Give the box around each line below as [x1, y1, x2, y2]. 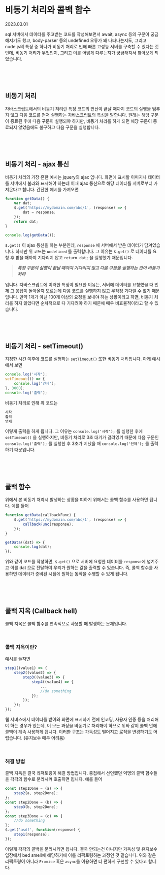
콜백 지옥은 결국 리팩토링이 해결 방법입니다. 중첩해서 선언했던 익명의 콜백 [5, 770, 144, 776]
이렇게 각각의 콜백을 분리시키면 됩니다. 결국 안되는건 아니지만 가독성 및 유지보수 [5, 846, 158, 852]
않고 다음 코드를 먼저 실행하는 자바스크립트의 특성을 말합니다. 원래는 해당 [10, 112, 150, 118]
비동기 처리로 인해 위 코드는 [5, 400, 58, 405]
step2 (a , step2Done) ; [14, 791, 58, 796]
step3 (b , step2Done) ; [14, 804, 58, 809]
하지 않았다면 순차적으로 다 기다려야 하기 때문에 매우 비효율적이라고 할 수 [14, 300, 154, 306]
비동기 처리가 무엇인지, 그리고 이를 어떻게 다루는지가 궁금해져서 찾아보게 [15, 50, 154, 56]
